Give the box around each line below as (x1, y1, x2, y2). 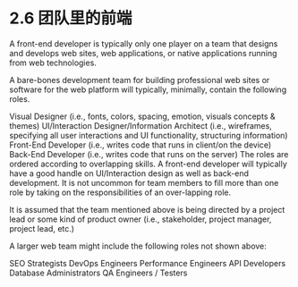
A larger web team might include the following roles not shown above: (9, 241, 267, 251)
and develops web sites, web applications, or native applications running (9, 47, 277, 58)
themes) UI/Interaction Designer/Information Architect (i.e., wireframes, (9, 120, 273, 131)
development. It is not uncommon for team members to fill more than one (9, 177, 279, 188)
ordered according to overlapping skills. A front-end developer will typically (9, 158, 288, 169)
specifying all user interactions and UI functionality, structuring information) (9, 130, 288, 140)
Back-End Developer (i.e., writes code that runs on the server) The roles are (9, 148, 289, 159)
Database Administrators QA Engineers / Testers (9, 267, 188, 278)
